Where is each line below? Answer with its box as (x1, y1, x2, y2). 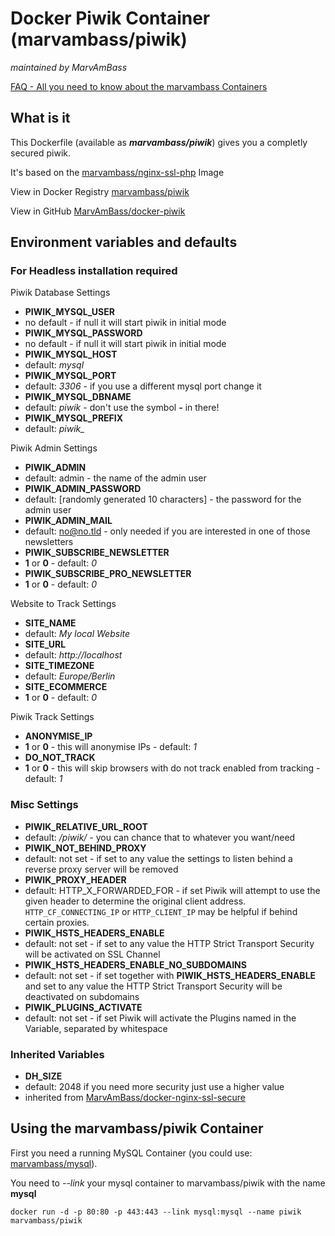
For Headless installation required (10, 264, 178, 278)
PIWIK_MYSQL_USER (24, 306, 115, 318)
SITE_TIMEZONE (24, 660, 95, 672)
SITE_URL (24, 638, 67, 651)
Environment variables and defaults (10, 234, 238, 251)
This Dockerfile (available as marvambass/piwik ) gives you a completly (10, 136, 308, 148)
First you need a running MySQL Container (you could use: (10, 1147, 253, 1159)
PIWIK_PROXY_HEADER (24, 873, 127, 886)
